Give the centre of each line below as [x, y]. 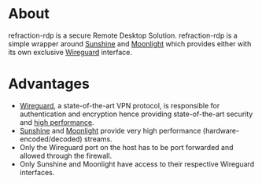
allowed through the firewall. [66, 156]
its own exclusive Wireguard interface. [70, 52]
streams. [98, 139]
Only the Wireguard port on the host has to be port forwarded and [126, 147]
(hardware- [221, 130]
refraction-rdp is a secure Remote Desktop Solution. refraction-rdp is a [123, 35]
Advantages [49, 84]
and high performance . [57, 122]
